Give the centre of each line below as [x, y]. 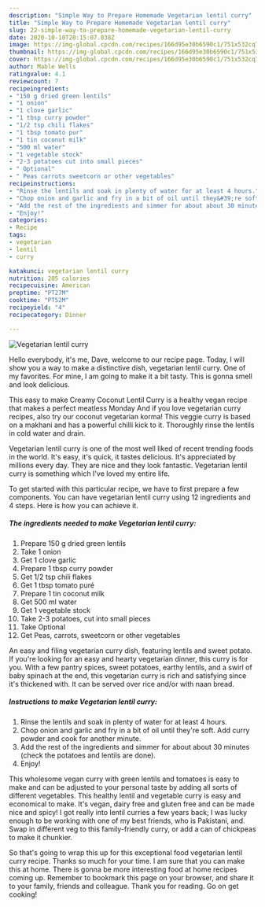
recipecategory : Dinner [48, 315]
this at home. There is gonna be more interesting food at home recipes [123, 869]
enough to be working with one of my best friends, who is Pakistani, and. [127, 820]
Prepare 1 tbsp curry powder [66, 568]
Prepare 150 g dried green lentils [73, 543]
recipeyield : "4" [37, 308]
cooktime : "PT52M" [39, 300]
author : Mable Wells [43, 67]
